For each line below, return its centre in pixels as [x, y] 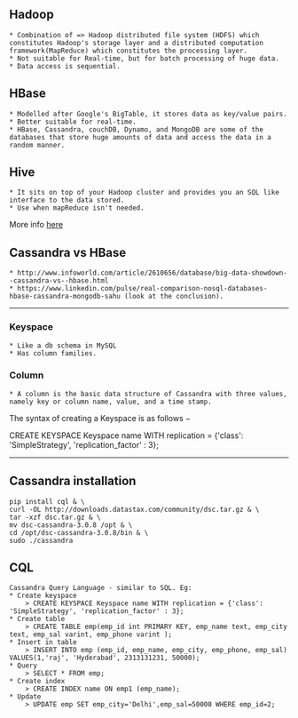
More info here [36, 225]
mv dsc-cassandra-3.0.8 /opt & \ [71, 525]
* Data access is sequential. [65, 66]
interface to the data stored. [67, 200]
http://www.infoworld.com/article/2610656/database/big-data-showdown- [153, 273]
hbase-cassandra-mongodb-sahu [65, 297]
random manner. [37, 145]
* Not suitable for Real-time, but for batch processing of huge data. [144, 58]
